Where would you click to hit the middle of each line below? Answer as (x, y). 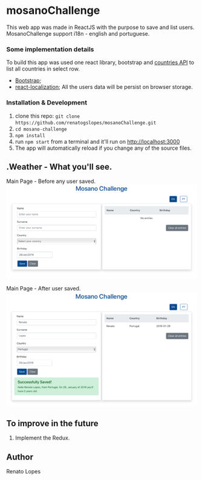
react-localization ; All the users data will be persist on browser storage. (104, 87)
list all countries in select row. (43, 69)
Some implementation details (50, 49)
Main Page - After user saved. (44, 288)
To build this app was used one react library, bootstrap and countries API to (100, 62)
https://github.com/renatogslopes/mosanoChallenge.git (86, 123)
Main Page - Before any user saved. (51, 181)
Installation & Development (47, 103)
